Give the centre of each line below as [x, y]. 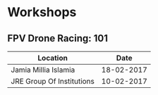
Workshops [42, 12]
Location [53, 58]
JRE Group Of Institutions [53, 81]
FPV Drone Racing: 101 [57, 38]
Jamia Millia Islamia [43, 70]
